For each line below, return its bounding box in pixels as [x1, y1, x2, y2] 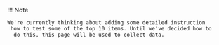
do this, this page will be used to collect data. [13, 31, 165, 38]
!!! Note [7, 6, 29, 14]
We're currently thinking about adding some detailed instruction [7, 19, 206, 26]
